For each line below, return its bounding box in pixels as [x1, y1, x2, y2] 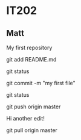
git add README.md [6, 56, 57, 63]
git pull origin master [6, 127, 57, 134]
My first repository [6, 44, 53, 51]
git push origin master [6, 103, 61, 110]
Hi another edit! [6, 115, 45, 122]
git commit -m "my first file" [6, 80, 76, 86]
